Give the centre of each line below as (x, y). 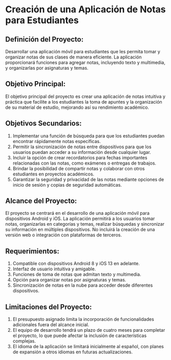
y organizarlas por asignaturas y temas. (47, 68)
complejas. (24, 341)
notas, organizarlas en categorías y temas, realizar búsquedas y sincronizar (85, 224)
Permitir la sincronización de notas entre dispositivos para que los (82, 147)
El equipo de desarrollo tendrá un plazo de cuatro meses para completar (89, 330)
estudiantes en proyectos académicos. (53, 174)
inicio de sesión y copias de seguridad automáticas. (67, 185)
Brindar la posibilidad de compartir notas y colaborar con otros (79, 168)
